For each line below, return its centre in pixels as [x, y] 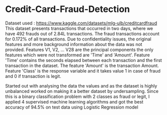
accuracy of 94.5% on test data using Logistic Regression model [72, 107]
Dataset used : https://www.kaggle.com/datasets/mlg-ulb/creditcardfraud [81, 23]
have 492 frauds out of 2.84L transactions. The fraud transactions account [82, 33]
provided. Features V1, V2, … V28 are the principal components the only [79, 49]
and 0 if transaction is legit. [33, 76]
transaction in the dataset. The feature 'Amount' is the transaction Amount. [82, 65]
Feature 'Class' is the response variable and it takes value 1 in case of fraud [83, 70]
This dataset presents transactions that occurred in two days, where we [79, 28]
